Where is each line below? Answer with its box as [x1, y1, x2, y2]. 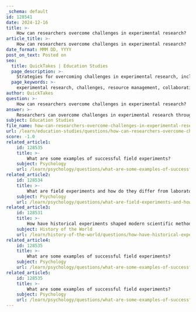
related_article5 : [6, 270, 51, 276]
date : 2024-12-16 [6, 19, 48, 25]
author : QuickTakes [6, 90, 54, 96]
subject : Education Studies [6, 118, 75, 124]
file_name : [6, 123, 33, 129]
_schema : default [6, 8, 48, 15]
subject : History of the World [16, 226, 93, 232]
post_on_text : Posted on [6, 52, 66, 58]
